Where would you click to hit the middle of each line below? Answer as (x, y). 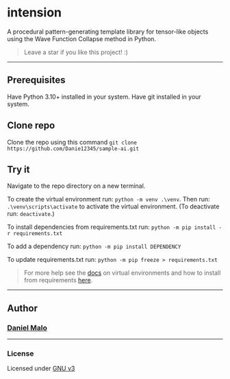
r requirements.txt (35, 234)
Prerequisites (36, 80)
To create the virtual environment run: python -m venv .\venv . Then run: (108, 199)
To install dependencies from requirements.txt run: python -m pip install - (115, 227)
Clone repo (31, 126)
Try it (18, 169)
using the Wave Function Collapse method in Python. (81, 38)
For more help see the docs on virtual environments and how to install (122, 273)
